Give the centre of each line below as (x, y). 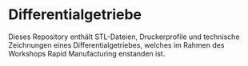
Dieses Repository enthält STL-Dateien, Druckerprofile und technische (124, 37)
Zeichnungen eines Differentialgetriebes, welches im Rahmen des (116, 45)
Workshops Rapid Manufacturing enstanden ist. (87, 53)
